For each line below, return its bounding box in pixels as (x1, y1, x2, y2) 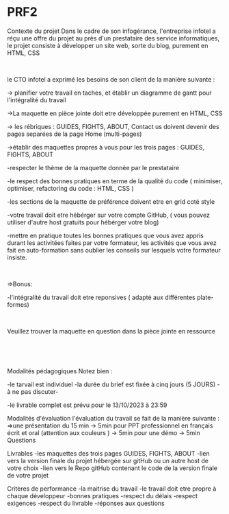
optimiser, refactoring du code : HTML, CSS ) (7, 184, 134, 192)
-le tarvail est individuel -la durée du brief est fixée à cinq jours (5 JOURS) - (7, 380, 220, 388)
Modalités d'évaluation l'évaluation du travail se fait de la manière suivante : (7, 414, 220, 422)
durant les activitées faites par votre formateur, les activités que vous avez (7, 238, 217, 247)
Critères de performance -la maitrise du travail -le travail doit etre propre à (7, 484, 217, 493)
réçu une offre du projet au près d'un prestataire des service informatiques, (7, 34, 220, 42)
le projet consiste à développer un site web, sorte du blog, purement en (7, 41, 208, 49)
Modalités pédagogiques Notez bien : (7, 366, 113, 375)
